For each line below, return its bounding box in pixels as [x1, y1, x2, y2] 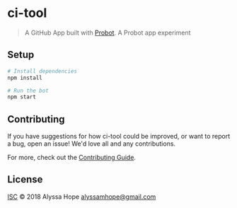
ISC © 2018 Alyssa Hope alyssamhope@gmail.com [7, 192, 156, 201]
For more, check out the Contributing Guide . [7, 154, 137, 162]
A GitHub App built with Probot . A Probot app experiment [24, 28, 191, 37]
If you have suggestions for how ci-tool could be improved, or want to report [7, 132, 231, 141]
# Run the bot [7, 87, 50, 94]
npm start [7, 93, 37, 100]
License [7, 173, 43, 185]
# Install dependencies [7, 67, 78, 75]
